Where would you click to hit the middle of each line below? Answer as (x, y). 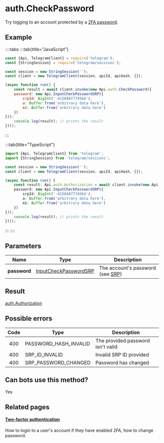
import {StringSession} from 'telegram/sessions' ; (58, 158)
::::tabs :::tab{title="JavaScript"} (37, 49)
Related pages (27, 407)
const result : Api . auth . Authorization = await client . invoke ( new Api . (87, 185)
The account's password (128, 268)
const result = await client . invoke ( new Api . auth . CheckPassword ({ (83, 89)
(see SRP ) (111, 274)
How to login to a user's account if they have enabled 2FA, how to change (79, 430)
